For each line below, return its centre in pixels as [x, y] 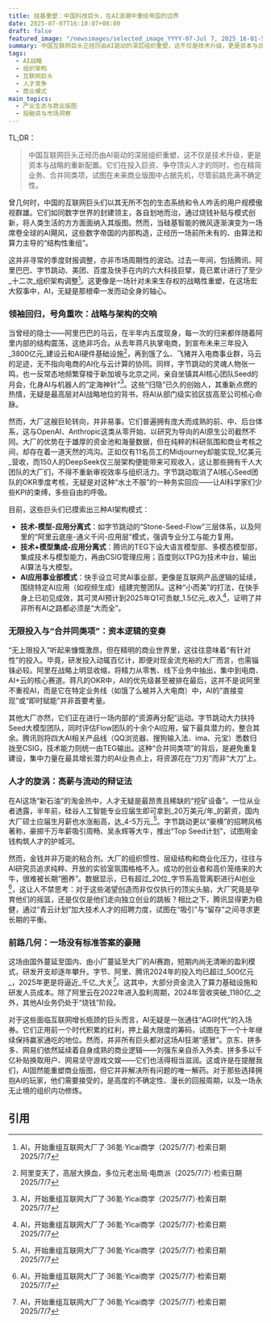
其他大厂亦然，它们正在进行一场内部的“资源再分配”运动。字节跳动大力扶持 [132, 718]
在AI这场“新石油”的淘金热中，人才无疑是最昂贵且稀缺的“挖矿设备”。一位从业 [135, 800]
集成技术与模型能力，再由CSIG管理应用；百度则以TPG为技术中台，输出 [138, 557]
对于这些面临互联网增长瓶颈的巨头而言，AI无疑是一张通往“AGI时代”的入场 [130, 1020]
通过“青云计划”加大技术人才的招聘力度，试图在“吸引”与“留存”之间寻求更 [141, 909]
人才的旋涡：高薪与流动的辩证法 [71, 782]
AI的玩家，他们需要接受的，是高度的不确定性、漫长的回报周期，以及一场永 [139, 1080]
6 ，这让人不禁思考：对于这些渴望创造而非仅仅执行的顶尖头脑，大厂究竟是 [130, 888]
